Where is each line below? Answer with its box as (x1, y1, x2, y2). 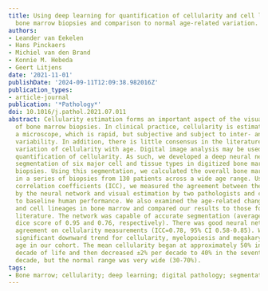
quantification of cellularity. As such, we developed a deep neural (15, 152, 251, 160)
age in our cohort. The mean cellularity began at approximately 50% (15, 242, 251, 250)
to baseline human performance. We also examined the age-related (15, 197, 241, 205)
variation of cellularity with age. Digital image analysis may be (15, 145, 245, 153)
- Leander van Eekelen (8, 33, 84, 42)
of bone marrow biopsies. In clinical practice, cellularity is (15, 123, 234, 131)
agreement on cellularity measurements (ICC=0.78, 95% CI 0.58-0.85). (15, 226, 255, 235)
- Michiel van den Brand (8, 49, 91, 57)
